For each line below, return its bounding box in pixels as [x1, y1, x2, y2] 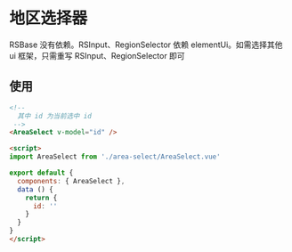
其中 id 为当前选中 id [17, 111, 92, 120]
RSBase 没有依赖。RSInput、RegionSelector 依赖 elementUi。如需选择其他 [9, 39, 283, 50]
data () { [17, 184, 53, 194]
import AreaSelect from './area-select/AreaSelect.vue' [9, 152, 221, 161]
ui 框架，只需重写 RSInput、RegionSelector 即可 [9, 50, 185, 61]
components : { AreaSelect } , [17, 176, 126, 185]
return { [25, 193, 58, 202]
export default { [9, 168, 74, 177]
